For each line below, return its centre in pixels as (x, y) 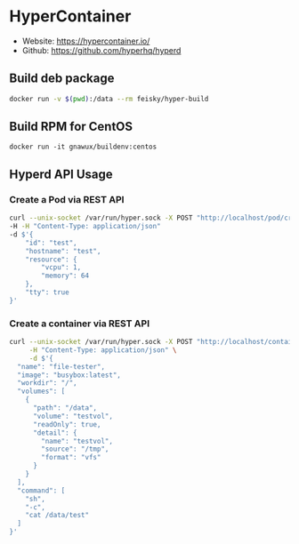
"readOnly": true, (67, 424)
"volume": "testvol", (73, 416)
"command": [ (41, 491)
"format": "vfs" (71, 458)
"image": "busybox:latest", (69, 375)
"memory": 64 (65, 276)
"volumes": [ (41, 392)
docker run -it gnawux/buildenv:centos (83, 147)
